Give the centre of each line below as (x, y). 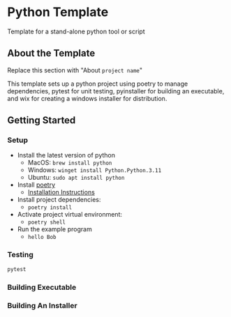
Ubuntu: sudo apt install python (76, 178)
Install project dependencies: (59, 200)
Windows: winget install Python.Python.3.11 (95, 170)
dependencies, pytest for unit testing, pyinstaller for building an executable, (116, 91)
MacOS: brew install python (70, 163)
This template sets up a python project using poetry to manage (98, 84)
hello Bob (42, 238)
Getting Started (42, 120)
